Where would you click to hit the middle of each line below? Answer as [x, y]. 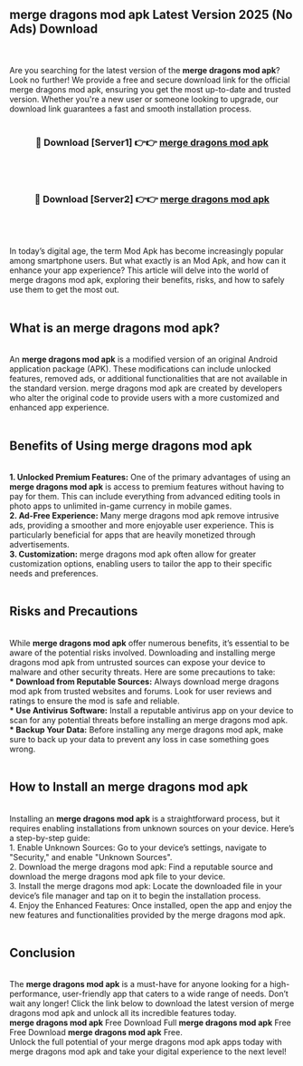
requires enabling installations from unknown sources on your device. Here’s [152, 828]
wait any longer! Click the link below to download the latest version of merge [152, 1003]
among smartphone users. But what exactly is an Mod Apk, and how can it [148, 261]
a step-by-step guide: [50, 838]
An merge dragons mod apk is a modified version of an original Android [144, 359]
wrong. [23, 749]
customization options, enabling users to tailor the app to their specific [141, 564]
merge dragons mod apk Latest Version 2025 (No [151, 15]
